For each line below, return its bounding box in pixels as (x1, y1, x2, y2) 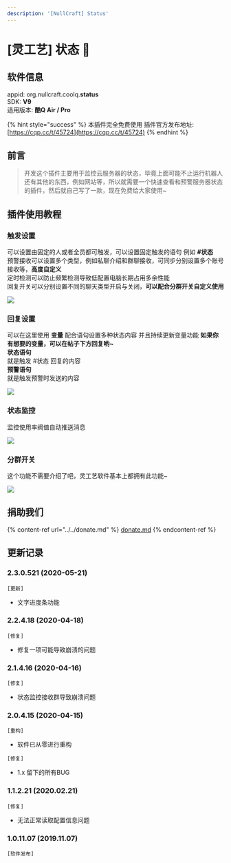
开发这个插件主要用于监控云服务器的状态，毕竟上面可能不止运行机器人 (23, 169, 223, 178)
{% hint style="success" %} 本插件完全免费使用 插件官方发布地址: (7, 120, 195, 128)
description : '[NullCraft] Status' (7, 10, 109, 17)
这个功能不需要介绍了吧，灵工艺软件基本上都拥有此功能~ (7, 472, 168, 480)
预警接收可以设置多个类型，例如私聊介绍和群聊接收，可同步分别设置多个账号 (7, 256, 224, 265)
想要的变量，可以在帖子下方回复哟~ (12, 340, 114, 348)
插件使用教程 (7, 208, 62, 220)
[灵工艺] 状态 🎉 (7, 42, 91, 57)
